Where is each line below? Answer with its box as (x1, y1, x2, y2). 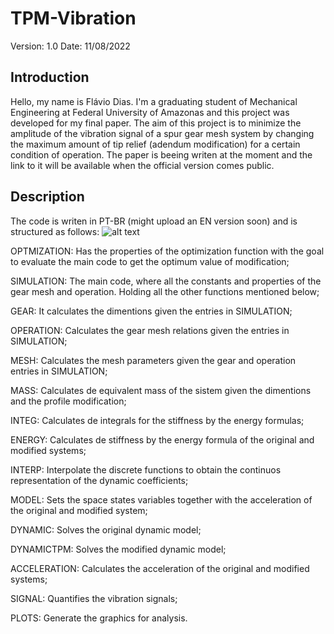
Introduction (10, 69, 90, 86)
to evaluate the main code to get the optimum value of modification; (10, 255, 290, 267)
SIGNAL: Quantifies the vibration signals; (10, 592, 178, 604)
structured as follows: (10, 225, 100, 237)
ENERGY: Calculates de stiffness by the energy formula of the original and (10, 433, 315, 446)
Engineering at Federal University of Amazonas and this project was (10, 106, 290, 118)
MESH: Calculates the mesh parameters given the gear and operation (10, 354, 297, 366)
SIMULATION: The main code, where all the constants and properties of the (10, 275, 322, 287)
